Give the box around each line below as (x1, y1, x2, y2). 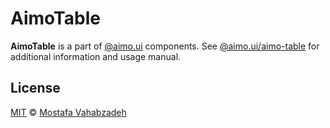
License (10, 80, 61, 97)
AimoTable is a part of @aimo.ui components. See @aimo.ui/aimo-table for (10, 40, 320, 52)
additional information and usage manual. (10, 50, 182, 62)
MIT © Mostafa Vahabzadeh (10, 106, 127, 118)
